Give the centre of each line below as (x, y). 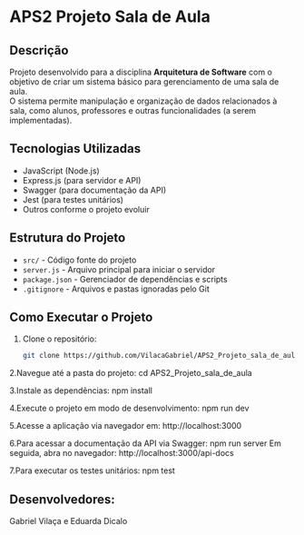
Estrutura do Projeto (68, 238)
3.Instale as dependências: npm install (81, 391)
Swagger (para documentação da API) (94, 190)
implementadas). (41, 120)
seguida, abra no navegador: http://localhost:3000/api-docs (122, 453)
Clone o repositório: (59, 339)
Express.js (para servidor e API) (82, 180)
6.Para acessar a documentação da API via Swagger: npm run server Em (145, 443)
